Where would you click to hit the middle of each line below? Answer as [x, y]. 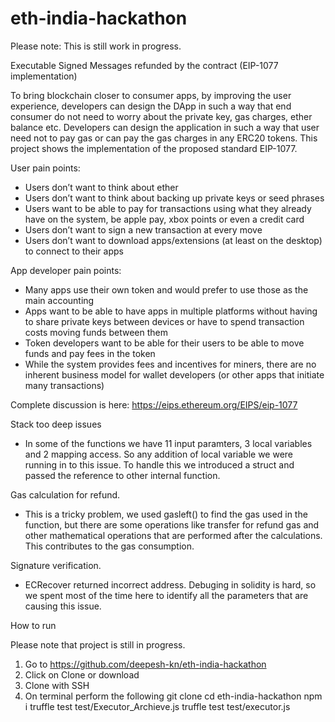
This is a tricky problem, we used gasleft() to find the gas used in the [166, 514]
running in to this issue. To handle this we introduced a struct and [159, 464]
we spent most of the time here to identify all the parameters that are [166, 595]
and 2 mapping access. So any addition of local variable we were [159, 454]
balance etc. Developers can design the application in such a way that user [165, 127]
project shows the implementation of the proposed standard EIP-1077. [154, 148]
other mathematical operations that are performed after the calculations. [173, 535]
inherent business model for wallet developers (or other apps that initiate [174, 374]
